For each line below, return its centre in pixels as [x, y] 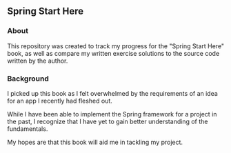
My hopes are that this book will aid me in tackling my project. [95, 142]
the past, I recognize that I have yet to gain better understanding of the [108, 121]
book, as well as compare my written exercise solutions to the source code [113, 53]
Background [28, 79]
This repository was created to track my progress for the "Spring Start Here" [116, 46]
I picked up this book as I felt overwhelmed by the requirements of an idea [113, 93]
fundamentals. [28, 129]
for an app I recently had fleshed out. [60, 101]
